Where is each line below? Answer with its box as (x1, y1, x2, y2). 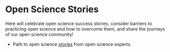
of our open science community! (5, 31, 74, 37)
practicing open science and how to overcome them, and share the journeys (5, 25, 165, 32)
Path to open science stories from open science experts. (12, 41, 132, 47)
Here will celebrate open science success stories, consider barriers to (5, 20, 152, 27)
